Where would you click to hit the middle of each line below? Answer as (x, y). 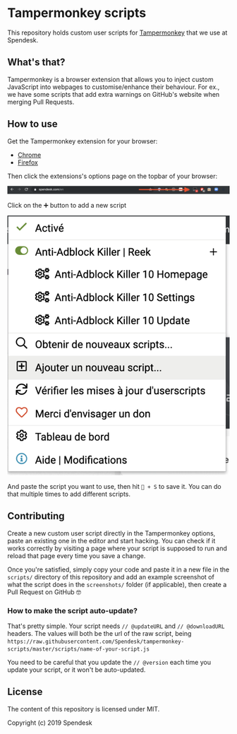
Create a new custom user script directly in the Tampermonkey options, (111, 533)
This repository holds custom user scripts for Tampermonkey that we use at (117, 32)
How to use (32, 124)
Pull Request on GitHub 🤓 (44, 592)
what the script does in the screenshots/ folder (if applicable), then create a (117, 584)
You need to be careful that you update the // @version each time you (109, 663)
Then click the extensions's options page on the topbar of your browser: (113, 176)
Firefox (28, 162)
